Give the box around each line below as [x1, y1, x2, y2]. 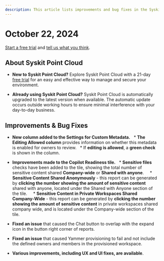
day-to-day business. [12, 107, 55, 113]
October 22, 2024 [5, 28, 79, 39]
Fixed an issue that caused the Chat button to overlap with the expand [12, 221, 155, 227]
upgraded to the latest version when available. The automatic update [12, 96, 150, 103]
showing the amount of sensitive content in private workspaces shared [12, 201, 158, 207]
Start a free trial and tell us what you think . [5, 45, 90, 50]
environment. [12, 82, 39, 88]
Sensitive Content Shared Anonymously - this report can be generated [12, 175, 157, 181]
